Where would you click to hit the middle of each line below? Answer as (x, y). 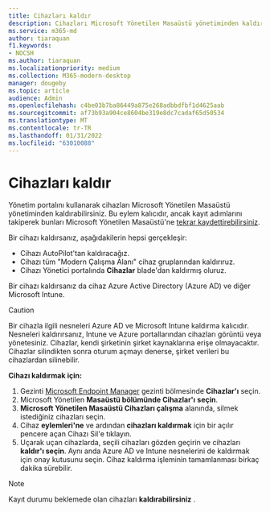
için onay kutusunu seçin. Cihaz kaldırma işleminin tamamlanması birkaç (139, 460)
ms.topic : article (39, 91)
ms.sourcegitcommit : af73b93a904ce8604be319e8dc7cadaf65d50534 (117, 114)
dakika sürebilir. (46, 469)
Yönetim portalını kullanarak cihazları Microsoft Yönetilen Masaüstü (119, 205)
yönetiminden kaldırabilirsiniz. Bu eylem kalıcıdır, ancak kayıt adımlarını (125, 213)
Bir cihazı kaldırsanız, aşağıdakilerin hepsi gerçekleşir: (98, 237)
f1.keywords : (30, 46)
